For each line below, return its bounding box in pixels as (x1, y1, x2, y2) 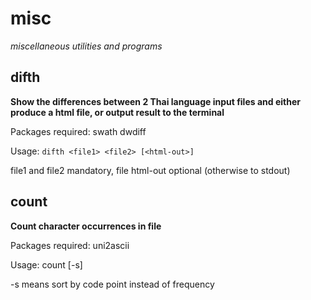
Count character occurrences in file (10, 220, 162, 232)
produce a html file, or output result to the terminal (10, 106, 225, 118)
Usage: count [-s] (10, 258, 83, 271)
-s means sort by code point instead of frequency (10, 278, 215, 290)
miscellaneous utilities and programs (10, 40, 163, 52)
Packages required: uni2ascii (10, 239, 130, 251)
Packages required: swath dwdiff (10, 125, 147, 137)
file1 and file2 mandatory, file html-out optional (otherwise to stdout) (10, 164, 291, 176)
